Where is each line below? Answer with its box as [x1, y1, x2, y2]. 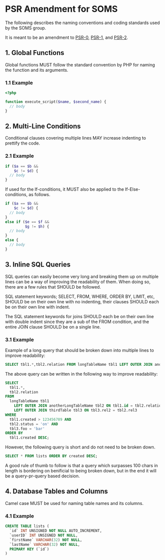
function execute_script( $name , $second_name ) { [5, 99, 107, 104]
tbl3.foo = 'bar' [9, 426, 45, 431]
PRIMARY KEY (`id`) [9, 547, 50, 552]
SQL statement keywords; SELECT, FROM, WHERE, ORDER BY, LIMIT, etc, [5, 294, 155, 299]
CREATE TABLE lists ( [5, 524, 50, 529]
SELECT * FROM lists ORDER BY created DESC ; [5, 454, 98, 459]
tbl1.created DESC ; [9, 435, 50, 441]
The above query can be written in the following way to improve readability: [5, 371, 158, 377]
